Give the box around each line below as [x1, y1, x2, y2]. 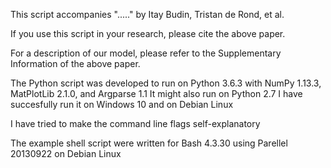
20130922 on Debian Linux [10, 148, 122, 159]
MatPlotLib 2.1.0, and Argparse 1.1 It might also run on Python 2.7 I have [10, 88, 303, 99]
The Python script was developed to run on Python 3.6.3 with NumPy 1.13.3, [10, 77, 322, 89]
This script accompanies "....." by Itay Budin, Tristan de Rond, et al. [10, 9, 285, 20]
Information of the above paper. [10, 58, 141, 69]
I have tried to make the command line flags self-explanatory [10, 118, 261, 129]
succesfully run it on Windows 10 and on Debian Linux [10, 99, 234, 110]
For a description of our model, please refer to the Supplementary [10, 47, 282, 59]
